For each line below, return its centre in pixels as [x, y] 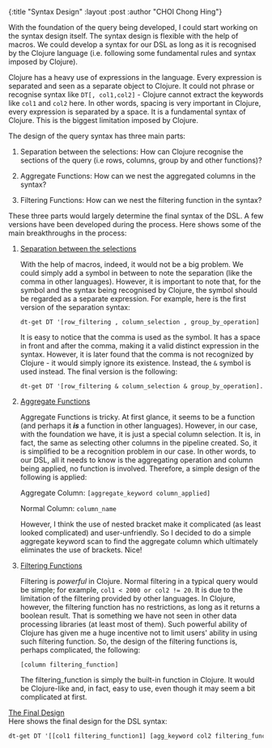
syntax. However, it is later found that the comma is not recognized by [137, 354]
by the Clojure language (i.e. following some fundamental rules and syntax [132, 53]
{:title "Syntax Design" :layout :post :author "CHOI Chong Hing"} [115, 12]
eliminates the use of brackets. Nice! [81, 550]
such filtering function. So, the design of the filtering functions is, [129, 641]
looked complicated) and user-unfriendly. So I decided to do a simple [136, 532]
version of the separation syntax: [75, 307]
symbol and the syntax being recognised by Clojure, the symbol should [138, 290]
